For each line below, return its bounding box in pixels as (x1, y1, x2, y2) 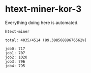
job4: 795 (5, 63, 26, 68)
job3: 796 (5, 59, 26, 64)
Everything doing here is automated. (5, 20, 79, 25)
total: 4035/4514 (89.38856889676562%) (5, 38, 87, 43)
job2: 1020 (5, 55, 28, 60)
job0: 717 (5, 46, 26, 51)
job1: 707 (5, 50, 26, 55)
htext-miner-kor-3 (5, 3, 82, 15)
